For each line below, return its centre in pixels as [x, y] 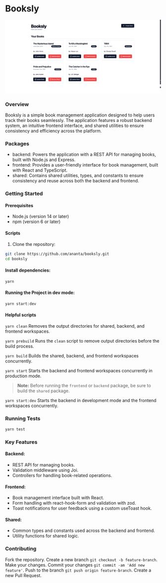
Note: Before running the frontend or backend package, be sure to [84, 385]
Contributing [21, 549]
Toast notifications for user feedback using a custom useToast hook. [82, 508]
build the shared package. [43, 391]
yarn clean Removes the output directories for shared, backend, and [75, 326]
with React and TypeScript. [40, 170]
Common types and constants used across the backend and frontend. [83, 530]
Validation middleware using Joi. [45, 470]
